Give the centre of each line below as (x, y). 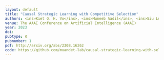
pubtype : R (16, 37)
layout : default (21, 9)
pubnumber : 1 (18, 41)
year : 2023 (16, 28)
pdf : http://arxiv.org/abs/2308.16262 (44, 45)
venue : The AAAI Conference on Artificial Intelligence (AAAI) (71, 23)
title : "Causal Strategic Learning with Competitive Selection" (72, 14)
